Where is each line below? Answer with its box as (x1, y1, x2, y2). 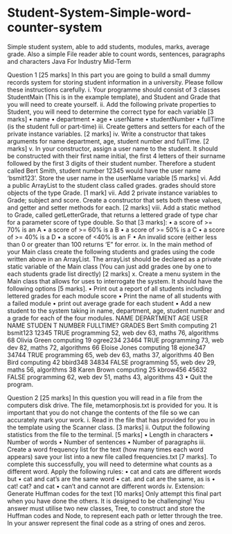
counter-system (7, 19, 102, 35)
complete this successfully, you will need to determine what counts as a (7, 460, 213, 468)
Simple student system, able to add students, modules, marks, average (7, 42, 210, 51)
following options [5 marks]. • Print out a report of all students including (7, 284, 213, 293)
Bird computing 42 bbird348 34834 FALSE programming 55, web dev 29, (7, 358, 216, 366)
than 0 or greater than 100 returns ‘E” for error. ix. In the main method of (7, 240, 213, 248)
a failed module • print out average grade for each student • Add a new (7, 299, 211, 307)
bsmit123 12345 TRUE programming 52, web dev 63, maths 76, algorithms (7, 328, 220, 337)
